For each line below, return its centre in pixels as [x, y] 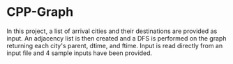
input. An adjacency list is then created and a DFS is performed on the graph [116, 38]
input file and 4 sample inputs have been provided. [80, 53]
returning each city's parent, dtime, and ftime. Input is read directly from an [115, 45]
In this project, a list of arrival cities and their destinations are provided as [112, 31]
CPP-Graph [40, 12]
